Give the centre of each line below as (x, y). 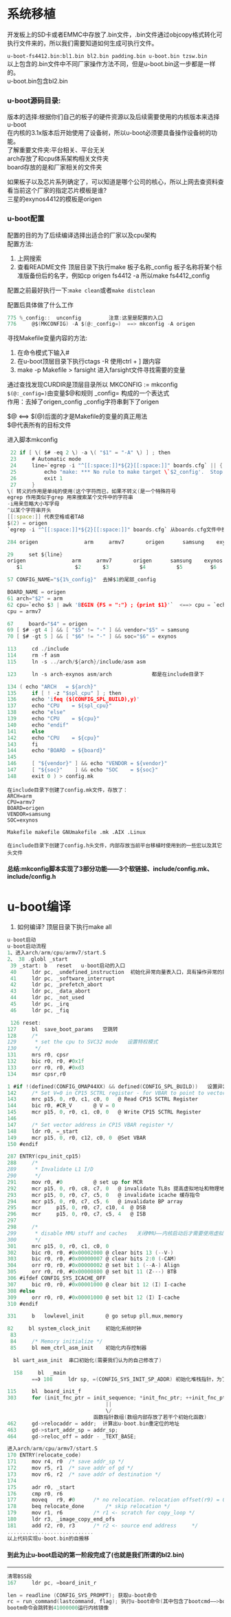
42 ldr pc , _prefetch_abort (56, 985)
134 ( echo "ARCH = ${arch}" (52, 687)
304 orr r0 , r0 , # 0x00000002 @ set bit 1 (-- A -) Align (93, 1265)
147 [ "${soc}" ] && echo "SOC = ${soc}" (82, 770)
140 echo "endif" (38, 725)
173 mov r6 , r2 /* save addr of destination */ (84, 1474)
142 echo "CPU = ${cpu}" (53, 738)
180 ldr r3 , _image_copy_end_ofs (61, 1519)
